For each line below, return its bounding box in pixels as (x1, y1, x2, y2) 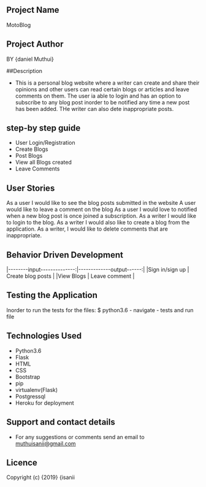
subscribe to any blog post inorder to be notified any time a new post (15, 98, 190, 106)
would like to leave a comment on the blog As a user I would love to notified (6, 205, 197, 213)
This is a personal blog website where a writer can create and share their (15, 79, 200, 86)
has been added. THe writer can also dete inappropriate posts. (15, 105, 174, 112)
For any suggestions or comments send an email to (15, 433, 145, 440)
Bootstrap (15, 373, 40, 380)
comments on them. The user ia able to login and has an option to (15, 92, 181, 99)
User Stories (6, 183, 55, 193)
